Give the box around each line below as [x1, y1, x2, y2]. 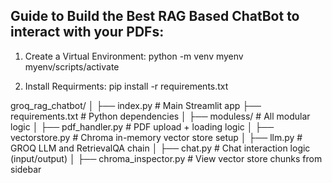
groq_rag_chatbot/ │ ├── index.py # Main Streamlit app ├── [10, 99, 262, 111]
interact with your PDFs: [10, 24, 165, 41]
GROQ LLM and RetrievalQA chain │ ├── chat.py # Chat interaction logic [10, 142, 311, 154]
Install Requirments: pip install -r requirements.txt [24, 80, 229, 92]
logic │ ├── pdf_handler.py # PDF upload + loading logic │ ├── [10, 120, 275, 133]
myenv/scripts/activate [24, 60, 120, 73]
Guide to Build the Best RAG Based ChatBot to [10, 8, 300, 25]
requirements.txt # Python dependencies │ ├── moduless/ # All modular [10, 110, 311, 122]
